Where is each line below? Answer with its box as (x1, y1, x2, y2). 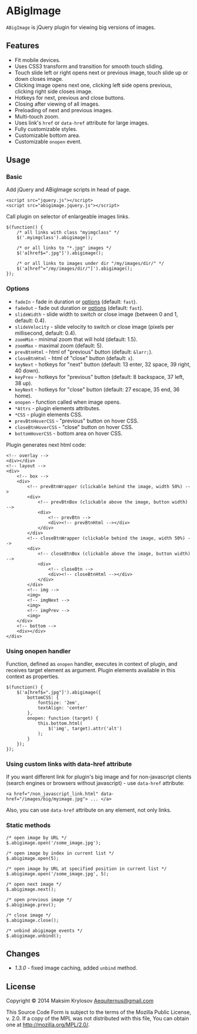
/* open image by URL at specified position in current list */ (6, 866, 167, 872)
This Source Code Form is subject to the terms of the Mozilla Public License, (6, 1009, 192, 1016)
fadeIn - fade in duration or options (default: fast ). (14, 298, 137, 305)
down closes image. (14, 75, 64, 82)
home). (14, 392, 32, 399)
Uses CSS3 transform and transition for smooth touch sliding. (14, 63, 164, 70)
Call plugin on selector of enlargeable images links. (6, 213, 130, 220)
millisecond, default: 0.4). (14, 329, 77, 336)
